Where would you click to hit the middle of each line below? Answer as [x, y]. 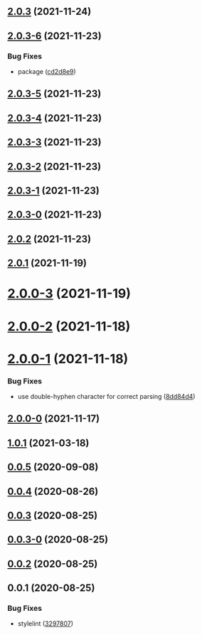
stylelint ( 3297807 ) [45, 624]
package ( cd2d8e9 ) [47, 72]
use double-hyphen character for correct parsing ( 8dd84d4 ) [106, 397]
